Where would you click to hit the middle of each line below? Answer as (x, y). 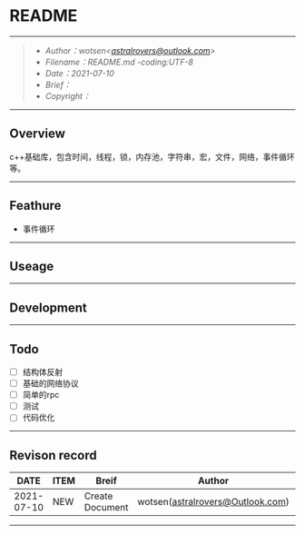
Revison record (53, 455)
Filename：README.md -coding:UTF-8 (119, 62)
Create (98, 496)
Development (49, 307)
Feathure (35, 206)
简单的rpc (41, 395)
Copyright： (68, 95)
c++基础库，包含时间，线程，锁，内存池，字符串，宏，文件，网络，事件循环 (152, 156)
